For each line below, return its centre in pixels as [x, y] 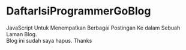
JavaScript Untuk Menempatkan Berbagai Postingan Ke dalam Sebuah [93, 28]
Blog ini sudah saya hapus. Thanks [49, 40]
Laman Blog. [22, 34]
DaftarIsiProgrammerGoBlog [79, 11]
